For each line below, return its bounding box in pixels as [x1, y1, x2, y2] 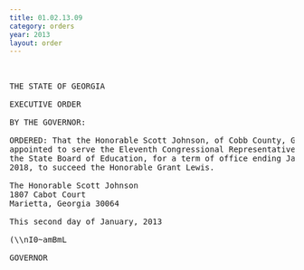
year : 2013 [9, 30, 51, 39]
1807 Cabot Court [9, 190, 86, 200]
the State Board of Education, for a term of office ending [9, 154, 282, 163]
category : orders [9, 22, 75, 31]
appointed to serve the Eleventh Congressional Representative [9, 144, 296, 154]
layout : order [9, 38, 63, 48]
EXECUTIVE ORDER [9, 99, 81, 109]
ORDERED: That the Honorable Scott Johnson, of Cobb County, [9, 135, 287, 145]
